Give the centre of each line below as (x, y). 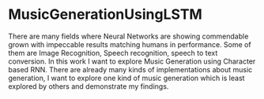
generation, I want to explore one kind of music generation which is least (126, 78)
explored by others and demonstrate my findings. (89, 86)
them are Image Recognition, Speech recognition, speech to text (113, 53)
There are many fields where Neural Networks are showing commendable (128, 36)
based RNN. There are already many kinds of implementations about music (130, 69)
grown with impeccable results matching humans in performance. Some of (130, 44)
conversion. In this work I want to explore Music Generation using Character (132, 61)
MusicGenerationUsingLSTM (106, 15)
